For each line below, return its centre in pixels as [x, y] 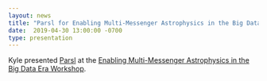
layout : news [30, 15]
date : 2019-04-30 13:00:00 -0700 [66, 30]
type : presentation [41, 38]
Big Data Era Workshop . [47, 69]
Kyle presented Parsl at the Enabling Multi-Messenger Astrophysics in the [129, 60]
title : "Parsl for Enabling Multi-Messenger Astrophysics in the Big [126, 23]
